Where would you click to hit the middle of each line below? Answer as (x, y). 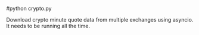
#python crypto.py (29, 8)
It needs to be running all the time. (48, 26)
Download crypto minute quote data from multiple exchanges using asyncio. (100, 20)
